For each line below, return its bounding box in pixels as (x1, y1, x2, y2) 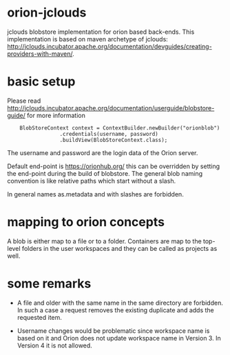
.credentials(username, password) (59, 130, 158, 137)
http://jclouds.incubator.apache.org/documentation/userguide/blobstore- (7, 103, 215, 112)
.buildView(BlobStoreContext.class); (59, 136, 168, 143)
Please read (7, 97, 41, 105)
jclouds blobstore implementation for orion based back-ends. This (7, 28, 195, 36)
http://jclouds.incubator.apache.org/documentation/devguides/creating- (7, 42, 212, 50)
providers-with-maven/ (7, 50, 73, 58)
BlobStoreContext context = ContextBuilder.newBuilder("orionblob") (19, 124, 220, 132)
